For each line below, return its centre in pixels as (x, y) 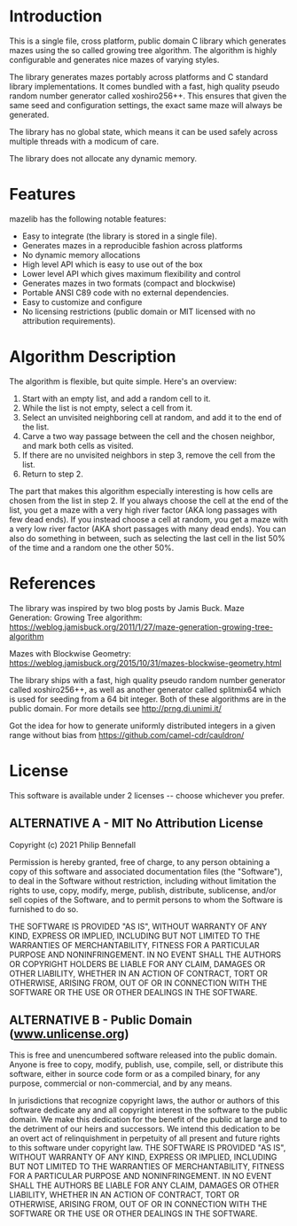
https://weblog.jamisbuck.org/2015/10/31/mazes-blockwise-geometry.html (145, 663)
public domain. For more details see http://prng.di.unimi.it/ (115, 708)
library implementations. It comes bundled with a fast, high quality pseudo (145, 86)
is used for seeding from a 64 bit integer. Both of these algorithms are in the (148, 699)
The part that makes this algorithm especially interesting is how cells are (141, 491)
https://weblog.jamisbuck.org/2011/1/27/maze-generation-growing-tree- (141, 626)
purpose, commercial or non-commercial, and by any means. (121, 1083)
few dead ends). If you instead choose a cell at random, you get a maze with (148, 519)
